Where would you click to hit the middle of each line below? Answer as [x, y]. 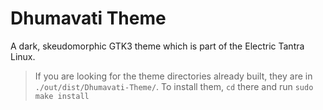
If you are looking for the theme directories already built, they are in [173, 76]
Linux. [23, 56]
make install [62, 96]
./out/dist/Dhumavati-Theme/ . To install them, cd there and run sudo [174, 86]
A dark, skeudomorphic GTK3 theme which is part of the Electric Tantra [157, 46]
